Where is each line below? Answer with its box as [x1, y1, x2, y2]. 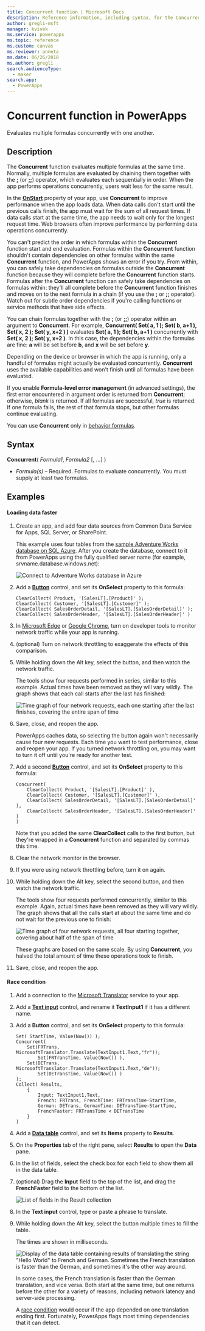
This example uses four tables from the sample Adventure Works [15, 540, 179, 548]
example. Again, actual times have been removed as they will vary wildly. [15, 903, 199, 910]
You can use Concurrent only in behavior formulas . [7, 422, 136, 429]
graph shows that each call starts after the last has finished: [15, 690, 166, 697]
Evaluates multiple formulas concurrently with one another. [7, 129, 155, 136]
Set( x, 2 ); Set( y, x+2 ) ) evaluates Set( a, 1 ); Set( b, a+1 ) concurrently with [7, 328, 198, 335]
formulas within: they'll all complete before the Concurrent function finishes [7, 284, 198, 291]
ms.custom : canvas [7, 43, 54, 49]
